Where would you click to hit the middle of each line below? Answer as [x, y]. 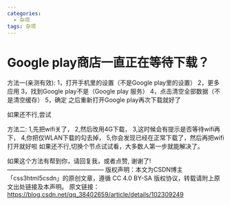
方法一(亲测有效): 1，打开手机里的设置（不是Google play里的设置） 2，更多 [114, 83]
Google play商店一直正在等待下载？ [108, 62]
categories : [24, 13]
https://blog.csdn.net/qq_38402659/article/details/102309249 [95, 195]
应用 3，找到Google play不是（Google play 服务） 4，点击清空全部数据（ [111, 91]
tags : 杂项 [22, 26]
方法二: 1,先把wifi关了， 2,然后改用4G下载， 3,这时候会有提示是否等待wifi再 [114, 129]
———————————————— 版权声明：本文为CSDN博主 [95, 170]
